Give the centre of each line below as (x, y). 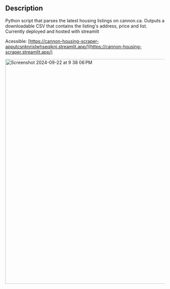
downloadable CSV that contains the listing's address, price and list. (76, 26)
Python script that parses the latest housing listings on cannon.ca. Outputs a (85, 20)
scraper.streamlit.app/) (29, 52)
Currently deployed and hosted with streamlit (52, 31)
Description (24, 8)
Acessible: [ (18, 41)
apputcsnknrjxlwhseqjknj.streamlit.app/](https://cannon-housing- (74, 46)
